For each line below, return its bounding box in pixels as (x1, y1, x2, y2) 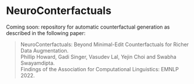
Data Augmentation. (20, 47, 69, 54)
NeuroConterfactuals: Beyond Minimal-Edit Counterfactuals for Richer (20, 41, 189, 48)
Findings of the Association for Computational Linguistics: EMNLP (20, 65, 179, 72)
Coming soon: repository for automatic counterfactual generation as (6, 23, 170, 30)
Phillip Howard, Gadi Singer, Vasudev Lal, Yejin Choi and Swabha (20, 53, 176, 60)
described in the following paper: (6, 29, 86, 36)
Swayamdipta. (20, 60, 55, 66)
